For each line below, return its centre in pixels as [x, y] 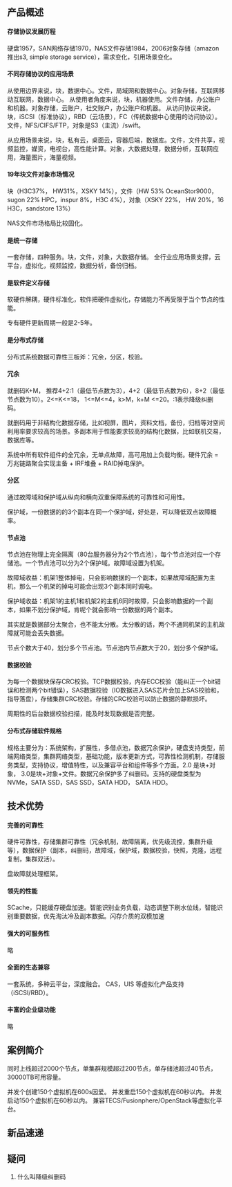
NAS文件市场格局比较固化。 [47, 223]
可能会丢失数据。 [43, 633]
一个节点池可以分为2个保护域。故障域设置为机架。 [97, 563]
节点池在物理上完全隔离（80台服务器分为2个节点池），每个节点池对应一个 [111, 554]
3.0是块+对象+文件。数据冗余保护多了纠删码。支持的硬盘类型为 [111, 774]
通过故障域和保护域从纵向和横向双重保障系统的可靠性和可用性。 [98, 497]
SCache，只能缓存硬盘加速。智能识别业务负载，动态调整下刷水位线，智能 [112, 908]
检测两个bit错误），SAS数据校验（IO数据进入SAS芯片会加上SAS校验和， [121, 690]
